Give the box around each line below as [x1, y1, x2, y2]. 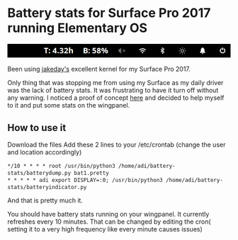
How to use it [7, 122, 67, 134]
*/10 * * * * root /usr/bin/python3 [7, 163, 115, 170]
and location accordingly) [7, 148, 82, 156]
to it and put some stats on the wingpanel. [7, 101, 130, 110]
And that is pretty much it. [7, 196, 84, 205]
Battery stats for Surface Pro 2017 [7, 5, 211, 21]
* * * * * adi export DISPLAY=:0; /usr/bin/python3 [7, 177, 163, 184]
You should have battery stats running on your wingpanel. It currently [7, 210, 210, 219]
